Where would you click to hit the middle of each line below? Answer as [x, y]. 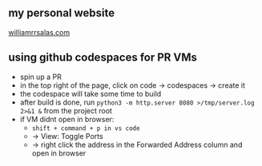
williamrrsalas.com [39, 32]
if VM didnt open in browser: [67, 119]
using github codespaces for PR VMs [103, 58]
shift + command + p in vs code [86, 128]
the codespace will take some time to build [91, 93]
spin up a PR [40, 77]
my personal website [62, 13]
